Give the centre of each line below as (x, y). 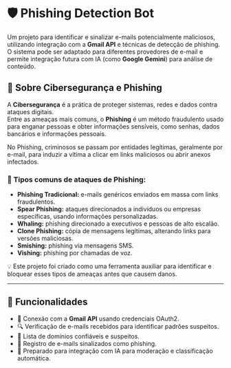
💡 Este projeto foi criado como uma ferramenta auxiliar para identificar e (109, 266)
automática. (34, 358)
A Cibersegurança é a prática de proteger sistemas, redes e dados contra (112, 105)
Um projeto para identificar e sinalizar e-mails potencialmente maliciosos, (111, 37)
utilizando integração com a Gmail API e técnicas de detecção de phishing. (114, 44)
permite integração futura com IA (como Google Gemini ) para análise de (110, 58)
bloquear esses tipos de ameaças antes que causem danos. (92, 274)
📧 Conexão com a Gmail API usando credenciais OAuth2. (98, 318)
